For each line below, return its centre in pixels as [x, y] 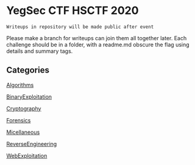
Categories [28, 70]
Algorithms [20, 85]
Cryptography [24, 108]
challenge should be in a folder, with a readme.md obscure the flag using [98, 44]
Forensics [19, 120]
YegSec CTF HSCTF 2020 [73, 11]
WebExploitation [27, 155]
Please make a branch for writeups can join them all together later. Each [97, 38]
